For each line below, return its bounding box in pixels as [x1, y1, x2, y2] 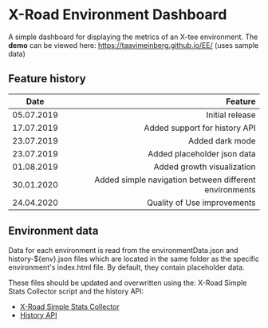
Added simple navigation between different [94, 174, 256, 185]
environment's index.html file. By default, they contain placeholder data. [8, 262, 245, 272]
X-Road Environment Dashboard [8, 6, 227, 24]
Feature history [8, 72, 86, 85]
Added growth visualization [153, 161, 256, 172]
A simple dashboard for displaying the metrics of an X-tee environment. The [8, 32, 258, 41]
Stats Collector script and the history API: [8, 286, 144, 296]
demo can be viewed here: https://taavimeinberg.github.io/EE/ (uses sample [8, 40, 259, 49]
